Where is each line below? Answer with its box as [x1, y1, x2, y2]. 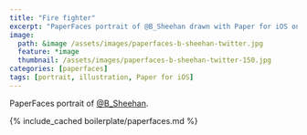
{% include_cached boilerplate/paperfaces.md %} [9, 115, 198, 126]
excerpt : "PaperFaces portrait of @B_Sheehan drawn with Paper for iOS [9, 22, 288, 31]
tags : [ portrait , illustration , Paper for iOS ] [9, 73, 195, 82]
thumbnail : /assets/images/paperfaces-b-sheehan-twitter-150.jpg [17, 56, 272, 65]
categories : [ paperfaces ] [9, 65, 108, 74]
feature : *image [17, 47, 79, 57]
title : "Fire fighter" [9, 13, 96, 23]
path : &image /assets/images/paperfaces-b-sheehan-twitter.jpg [17, 38, 263, 48]
